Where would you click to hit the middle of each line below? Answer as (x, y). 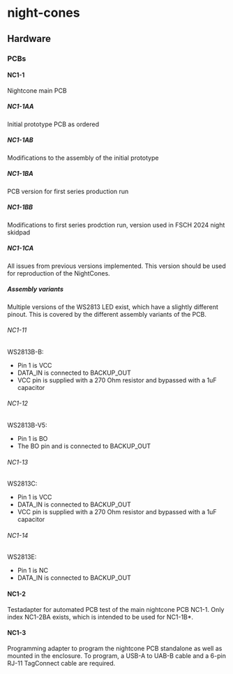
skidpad (19, 232)
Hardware (29, 39)
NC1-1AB (20, 140)
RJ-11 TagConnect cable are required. (61, 663)
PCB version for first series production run (68, 191)
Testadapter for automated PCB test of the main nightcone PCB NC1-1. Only (116, 609)
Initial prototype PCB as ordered (53, 124)
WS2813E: (22, 557)
